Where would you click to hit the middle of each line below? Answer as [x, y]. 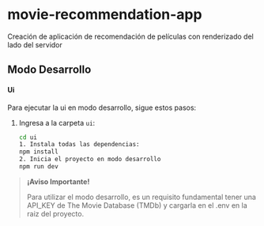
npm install [38, 152]
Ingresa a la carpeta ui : [57, 122]
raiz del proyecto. [55, 213]
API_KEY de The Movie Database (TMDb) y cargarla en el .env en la [137, 205]
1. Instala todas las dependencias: [79, 145]
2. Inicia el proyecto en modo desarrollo [90, 160]
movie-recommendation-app [105, 15]
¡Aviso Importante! [58, 181]
